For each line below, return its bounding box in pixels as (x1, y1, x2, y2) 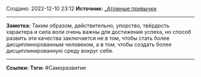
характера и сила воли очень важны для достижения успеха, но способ (6, 28, 191, 35)
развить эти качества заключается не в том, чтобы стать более (6, 35, 170, 41)
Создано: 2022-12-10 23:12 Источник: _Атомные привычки (6, 5, 157, 12)
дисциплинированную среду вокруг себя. (6, 47, 114, 54)
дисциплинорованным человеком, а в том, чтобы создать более (6, 41, 172, 48)
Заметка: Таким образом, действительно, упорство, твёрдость (6, 22, 170, 29)
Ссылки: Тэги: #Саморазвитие (6, 65, 87, 71)
